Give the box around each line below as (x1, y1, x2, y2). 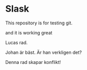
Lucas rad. (5, 39, 28, 46)
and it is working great (5, 29, 53, 36)
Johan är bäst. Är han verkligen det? (5, 49, 82, 55)
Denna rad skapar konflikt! (5, 59, 61, 65)
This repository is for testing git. (5, 20, 73, 26)
